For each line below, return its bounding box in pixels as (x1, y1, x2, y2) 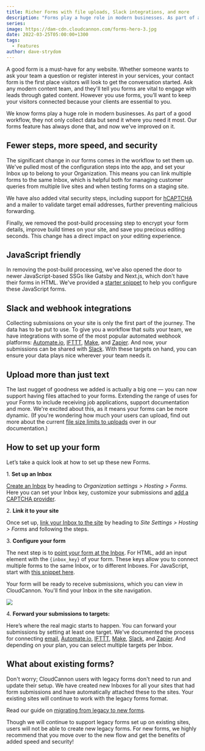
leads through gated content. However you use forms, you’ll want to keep (6, 91, 191, 98)
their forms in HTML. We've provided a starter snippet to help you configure (6, 279, 197, 286)
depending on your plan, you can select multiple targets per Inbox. (6, 641, 174, 648)
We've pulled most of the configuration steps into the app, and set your (6, 163, 185, 170)
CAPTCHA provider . (6, 495, 56, 502)
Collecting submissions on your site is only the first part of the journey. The (6, 319, 195, 327)
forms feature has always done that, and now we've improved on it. (6, 123, 176, 130)
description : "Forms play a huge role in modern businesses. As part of (6, 15, 195, 21)
